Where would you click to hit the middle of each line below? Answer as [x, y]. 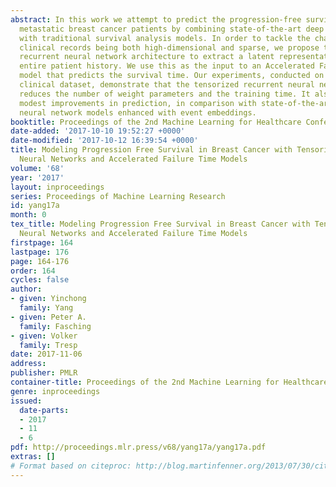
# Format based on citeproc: [71, 466]
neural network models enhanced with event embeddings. [138, 112]
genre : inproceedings [55, 391]
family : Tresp [48, 345]
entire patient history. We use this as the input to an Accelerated [167, 66]
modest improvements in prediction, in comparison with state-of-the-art [176, 103]
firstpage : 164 [42, 242]
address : [28, 364]
